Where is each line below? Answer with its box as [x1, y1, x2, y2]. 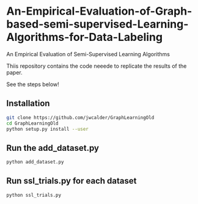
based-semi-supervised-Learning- [6, 17, 189, 31]
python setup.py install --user [6, 126, 89, 132]
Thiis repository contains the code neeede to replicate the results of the [6, 62, 187, 70]
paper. [6, 68, 23, 76]
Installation [6, 98, 50, 109]
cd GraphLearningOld [6, 120, 59, 126]
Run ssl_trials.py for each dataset [6, 176, 137, 186]
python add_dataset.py [6, 159, 64, 166]
